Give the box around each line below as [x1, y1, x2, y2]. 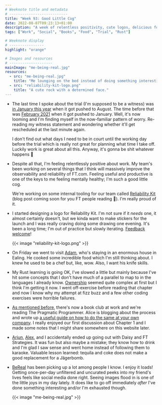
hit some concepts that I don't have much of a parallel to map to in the [12, 274, 151, 280]
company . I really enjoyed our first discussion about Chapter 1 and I [12, 320, 146, 326]
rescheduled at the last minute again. [12, 126, 86, 132]
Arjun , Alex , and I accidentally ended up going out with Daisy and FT [12, 334, 148, 340]
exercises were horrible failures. [12, 295, 76, 300]
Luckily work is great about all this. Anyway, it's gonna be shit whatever [12, 146, 154, 152]
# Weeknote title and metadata [5, 7, 68, 12]
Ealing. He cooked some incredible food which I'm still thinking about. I [12, 255, 153, 260]
